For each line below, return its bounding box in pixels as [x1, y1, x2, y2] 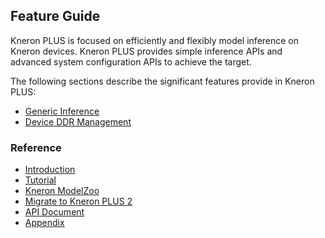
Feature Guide [10, 8, 101, 25]
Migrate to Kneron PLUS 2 [24, 195, 133, 208]
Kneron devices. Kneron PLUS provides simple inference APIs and [10, 45, 283, 57]
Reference [10, 140, 62, 154]
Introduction [24, 164, 76, 176]
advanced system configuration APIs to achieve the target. [10, 55, 252, 68]
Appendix [24, 217, 65, 229]
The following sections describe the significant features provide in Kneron [10, 75, 315, 87]
